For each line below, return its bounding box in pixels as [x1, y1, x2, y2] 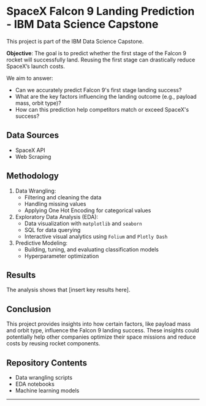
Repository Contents [6, 358, 88, 368]
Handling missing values [24, 200, 86, 207]
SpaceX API [15, 146, 45, 154]
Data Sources [6, 130, 59, 140]
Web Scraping [15, 153, 51, 160]
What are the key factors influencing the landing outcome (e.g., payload [15, 93, 197, 100]
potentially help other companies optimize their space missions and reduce [6, 333, 196, 341]
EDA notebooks [15, 380, 55, 388]
